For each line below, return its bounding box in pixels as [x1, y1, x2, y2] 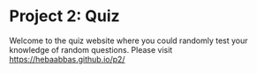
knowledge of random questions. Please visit [9, 44, 173, 55]
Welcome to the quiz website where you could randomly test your [9, 35, 249, 46]
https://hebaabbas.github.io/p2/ [9, 54, 125, 64]
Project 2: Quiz [9, 6, 121, 26]
